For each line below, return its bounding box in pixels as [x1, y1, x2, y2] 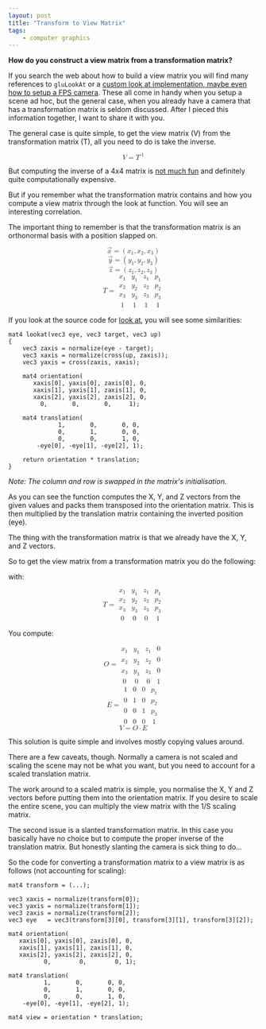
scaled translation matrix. [8, 769, 91, 779]
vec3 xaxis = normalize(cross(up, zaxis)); [22, 351, 169, 359]
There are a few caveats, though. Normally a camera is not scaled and [8, 752, 238, 762]
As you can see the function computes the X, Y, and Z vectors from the [8, 492, 241, 501]
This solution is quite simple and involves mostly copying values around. [8, 737, 245, 747]
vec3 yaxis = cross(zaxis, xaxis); [22, 358, 141, 366]
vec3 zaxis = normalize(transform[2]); [8, 909, 141, 918]
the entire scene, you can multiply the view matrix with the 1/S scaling [8, 802, 237, 811]
